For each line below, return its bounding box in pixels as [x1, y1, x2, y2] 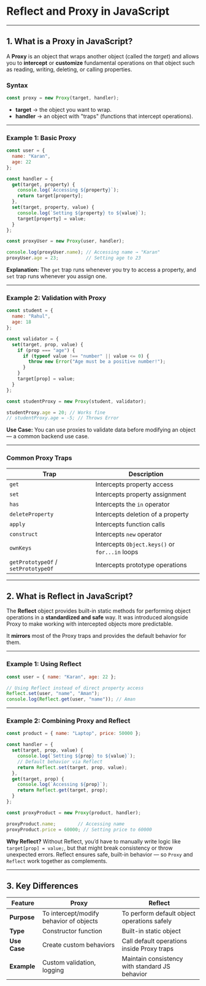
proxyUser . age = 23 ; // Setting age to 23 [6, 255, 141, 262]
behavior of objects [42, 917, 98, 925]
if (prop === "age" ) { [17, 347, 75, 354]
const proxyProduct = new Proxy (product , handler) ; [6, 809, 141, 816]
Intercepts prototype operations [95, 561, 187, 569]
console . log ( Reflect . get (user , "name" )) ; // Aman [6, 696, 136, 702]
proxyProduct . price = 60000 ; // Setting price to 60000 [6, 826, 152, 833]
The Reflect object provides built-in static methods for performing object [6, 607, 191, 615]
